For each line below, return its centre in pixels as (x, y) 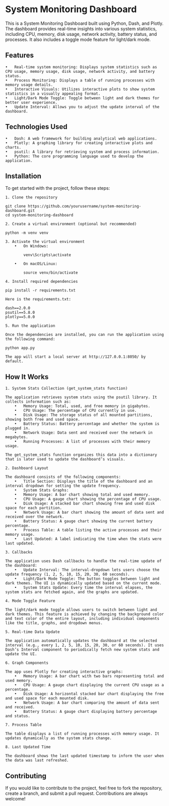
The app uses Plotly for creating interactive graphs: (64, 672)
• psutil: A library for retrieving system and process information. (82, 152)
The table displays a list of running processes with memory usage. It (82, 734)
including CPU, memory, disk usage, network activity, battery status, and (81, 34)
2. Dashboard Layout (27, 468)
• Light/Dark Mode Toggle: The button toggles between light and (87, 579)
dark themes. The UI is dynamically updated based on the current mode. (83, 583)
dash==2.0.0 (18, 308)
